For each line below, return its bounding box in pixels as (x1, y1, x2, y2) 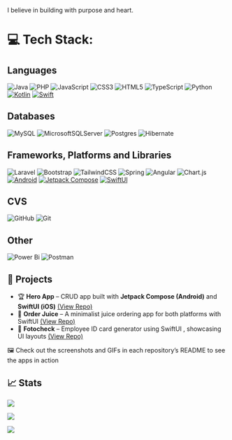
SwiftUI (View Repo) (17, 318, 75, 326)
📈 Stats (7, 377, 43, 389)
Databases (7, 111, 56, 122)
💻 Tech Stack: (7, 31, 94, 48)
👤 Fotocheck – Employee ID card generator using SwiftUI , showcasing (17, 325, 222, 333)
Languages (7, 64, 57, 76)
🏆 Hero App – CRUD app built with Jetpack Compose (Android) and (17, 292, 217, 301)
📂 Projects (7, 273, 53, 285)
